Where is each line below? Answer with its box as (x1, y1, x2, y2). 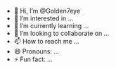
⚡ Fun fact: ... (13, 55, 53, 63)
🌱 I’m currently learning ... (13, 22, 89, 30)
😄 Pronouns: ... (13, 47, 60, 56)
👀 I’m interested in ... (13, 14, 74, 23)
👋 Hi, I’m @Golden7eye (13, 7, 81, 15)
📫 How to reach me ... (13, 37, 79, 45)
